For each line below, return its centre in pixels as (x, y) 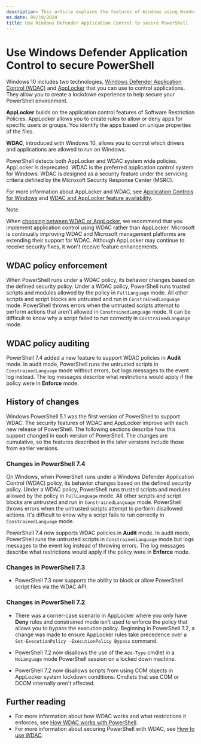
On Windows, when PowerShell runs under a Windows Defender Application (100, 477)
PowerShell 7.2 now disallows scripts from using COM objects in (94, 670)
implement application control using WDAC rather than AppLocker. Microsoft (100, 227)
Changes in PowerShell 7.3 (46, 567)
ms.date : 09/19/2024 (32, 17)
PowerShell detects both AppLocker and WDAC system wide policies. (92, 161)
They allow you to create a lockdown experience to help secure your (91, 95)
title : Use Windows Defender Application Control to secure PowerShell (97, 23)
